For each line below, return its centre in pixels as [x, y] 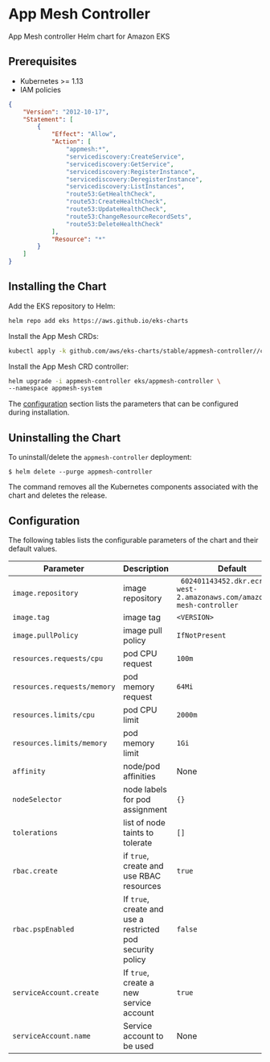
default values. [33, 548]
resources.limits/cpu [53, 715]
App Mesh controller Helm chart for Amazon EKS [89, 36]
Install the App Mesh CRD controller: [68, 366]
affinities [139, 776]
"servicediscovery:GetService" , [120, 164]
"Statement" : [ [48, 119]
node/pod [142, 766]
